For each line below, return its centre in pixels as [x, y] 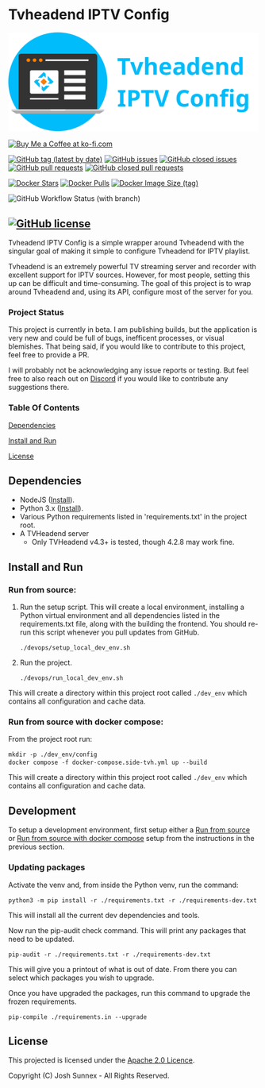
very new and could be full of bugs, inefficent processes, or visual [116, 338]
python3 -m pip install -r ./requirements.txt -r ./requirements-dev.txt [133, 900]
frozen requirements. [42, 1001]
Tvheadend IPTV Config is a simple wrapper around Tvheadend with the [126, 243]
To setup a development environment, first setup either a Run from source [129, 830]
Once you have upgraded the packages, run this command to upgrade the [129, 993]
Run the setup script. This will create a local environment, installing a [132, 607]
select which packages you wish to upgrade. [81, 978]
